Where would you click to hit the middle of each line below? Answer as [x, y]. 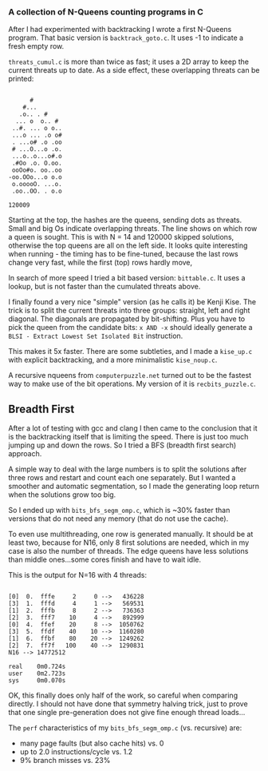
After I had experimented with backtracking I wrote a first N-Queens [120, 30]
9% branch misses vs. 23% [65, 761]
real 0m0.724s [37, 667]
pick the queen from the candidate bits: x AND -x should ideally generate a [130, 328]
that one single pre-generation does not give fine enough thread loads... [127, 713]
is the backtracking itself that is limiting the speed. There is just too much [128, 437]
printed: [21, 79]
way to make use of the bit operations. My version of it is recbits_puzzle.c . [132, 384]
